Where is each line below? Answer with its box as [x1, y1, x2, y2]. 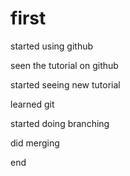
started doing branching [10, 117, 110, 129]
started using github [10, 40, 94, 52]
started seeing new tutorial [10, 78, 121, 91]
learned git [10, 98, 55, 110]
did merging [10, 137, 60, 149]
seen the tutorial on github [10, 59, 119, 71]
